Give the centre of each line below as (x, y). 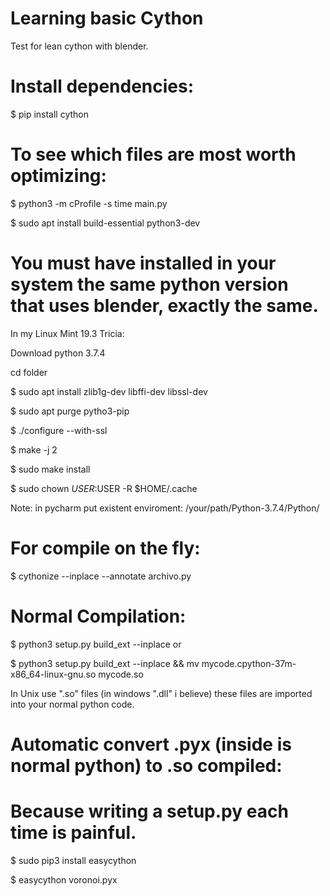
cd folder (29, 372)
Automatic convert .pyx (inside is (151, 744)
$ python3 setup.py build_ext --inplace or (96, 644)
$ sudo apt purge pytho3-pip (70, 411)
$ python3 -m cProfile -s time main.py (89, 203)
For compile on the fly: (105, 548)
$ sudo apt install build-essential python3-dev (105, 223)
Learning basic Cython (107, 18)
